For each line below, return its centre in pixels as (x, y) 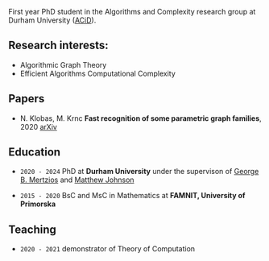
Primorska (38, 204)
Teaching (32, 229)
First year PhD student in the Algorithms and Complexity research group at (132, 12)
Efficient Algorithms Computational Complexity (97, 73)
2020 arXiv (39, 126)
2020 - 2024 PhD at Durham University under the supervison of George (139, 172)
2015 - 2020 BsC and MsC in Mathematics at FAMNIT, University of (132, 196)
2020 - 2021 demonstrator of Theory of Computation (108, 249)
